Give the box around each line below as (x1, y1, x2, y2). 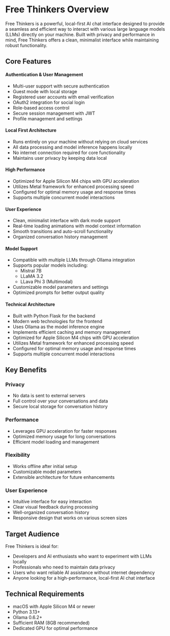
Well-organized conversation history (12, 510, 89, 516)
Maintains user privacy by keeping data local (12, 155, 107, 161)
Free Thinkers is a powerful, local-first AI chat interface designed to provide (5, 20, 165, 27)
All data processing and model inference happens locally (12, 144, 133, 150)
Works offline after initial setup (12, 463, 78, 469)
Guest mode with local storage (12, 88, 78, 94)
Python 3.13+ (12, 608, 41, 615)
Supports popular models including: (12, 262, 88, 268)
